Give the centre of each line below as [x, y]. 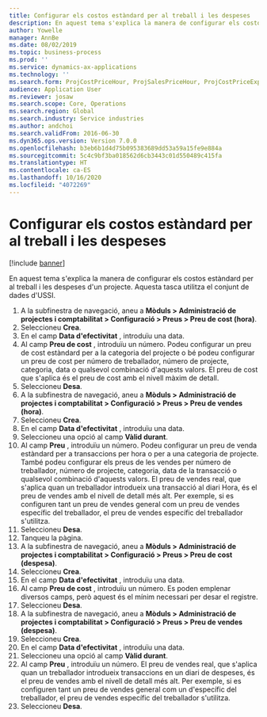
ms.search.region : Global [51, 112]
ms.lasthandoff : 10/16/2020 [55, 178]
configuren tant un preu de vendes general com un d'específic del [128, 689]
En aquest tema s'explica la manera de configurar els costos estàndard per [132, 278]
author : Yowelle [36, 30]
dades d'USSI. [32, 295]
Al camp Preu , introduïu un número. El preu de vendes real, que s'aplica [139, 664]
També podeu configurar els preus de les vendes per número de [126, 462]
